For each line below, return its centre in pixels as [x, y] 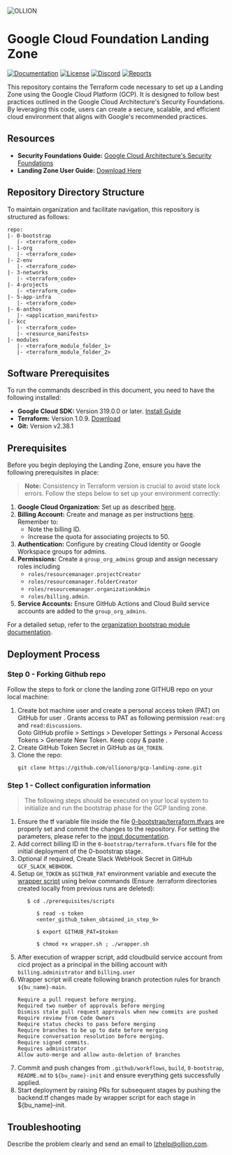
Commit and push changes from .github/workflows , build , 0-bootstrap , [121, 1068]
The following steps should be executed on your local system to [116, 801]
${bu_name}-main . [42, 987]
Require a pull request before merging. [77, 1000]
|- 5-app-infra [29, 297]
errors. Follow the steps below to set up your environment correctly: [122, 493]
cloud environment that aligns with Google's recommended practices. [108, 116]
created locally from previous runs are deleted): [86, 888]
